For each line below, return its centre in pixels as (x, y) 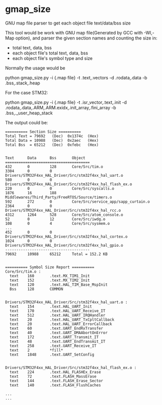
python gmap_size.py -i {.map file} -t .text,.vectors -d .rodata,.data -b (76, 77)
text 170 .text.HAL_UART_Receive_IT (58, 311)
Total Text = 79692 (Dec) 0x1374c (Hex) (52, 136)
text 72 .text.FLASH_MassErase (53, 376)
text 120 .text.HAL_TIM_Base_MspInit (59, 285)
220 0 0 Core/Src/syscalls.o (60, 188)
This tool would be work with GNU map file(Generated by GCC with (74, 32)
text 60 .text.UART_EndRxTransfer (56, 328)
